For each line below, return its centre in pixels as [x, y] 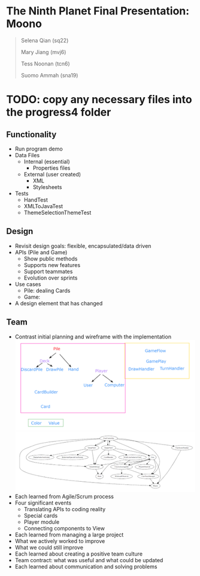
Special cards [41, 516]
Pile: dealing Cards [47, 290]
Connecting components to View [64, 529]
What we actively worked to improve [60, 541]
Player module [42, 522]
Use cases [28, 284]
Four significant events [43, 503]
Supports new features [52, 265]
